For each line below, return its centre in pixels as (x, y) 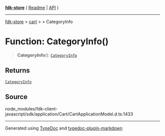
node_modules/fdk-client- (31, 109)
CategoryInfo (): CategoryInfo (47, 55)
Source (16, 97)
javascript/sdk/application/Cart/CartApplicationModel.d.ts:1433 (69, 114)
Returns (18, 70)
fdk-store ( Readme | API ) (32, 8)
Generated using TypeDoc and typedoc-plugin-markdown (64, 128)
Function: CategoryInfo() (57, 41)
